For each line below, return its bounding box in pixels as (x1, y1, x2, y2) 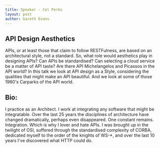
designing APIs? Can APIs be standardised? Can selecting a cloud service (5, 58, 155, 64)
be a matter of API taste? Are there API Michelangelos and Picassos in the (5, 63, 155, 69)
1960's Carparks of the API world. (5, 79, 74, 85)
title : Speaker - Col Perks (5, 7, 63, 12)
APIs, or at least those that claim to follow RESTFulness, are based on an (5, 48, 152, 54)
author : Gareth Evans (5, 16, 50, 21)
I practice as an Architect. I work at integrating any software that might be (5, 106, 155, 112)
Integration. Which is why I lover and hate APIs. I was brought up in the (5, 122, 149, 128)
